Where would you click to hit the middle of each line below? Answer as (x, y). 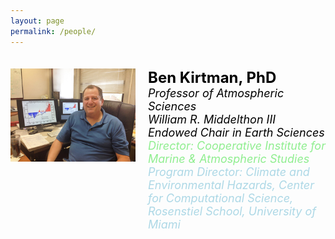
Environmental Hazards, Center (231, 184)
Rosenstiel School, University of (232, 211)
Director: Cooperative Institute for (237, 145)
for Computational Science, (221, 198)
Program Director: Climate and (229, 171)
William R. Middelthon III (212, 119)
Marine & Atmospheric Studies (229, 158)
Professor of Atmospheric (216, 93)
